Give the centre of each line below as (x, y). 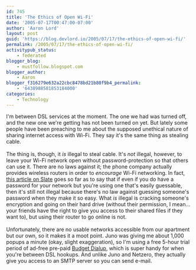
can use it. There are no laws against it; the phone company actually (89, 167)
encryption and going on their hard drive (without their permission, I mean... (98, 204)
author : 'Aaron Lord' (33, 28)
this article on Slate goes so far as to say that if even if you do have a (90, 179)
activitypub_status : (32, 50)
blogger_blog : (24, 61)
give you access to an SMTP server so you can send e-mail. (79, 261)
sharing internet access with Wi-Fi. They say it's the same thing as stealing (97, 135)
